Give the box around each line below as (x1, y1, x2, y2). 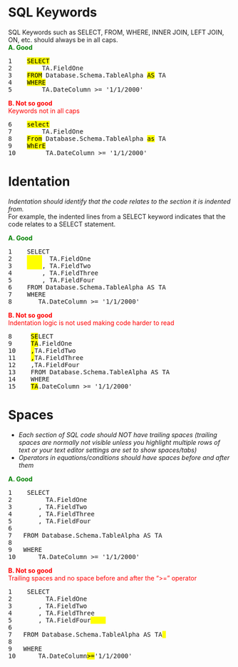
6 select (8, 120, 50, 129)
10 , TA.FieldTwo (8, 346, 76, 354)
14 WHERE (8, 375, 50, 383)
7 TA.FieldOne (8, 127, 84, 136)
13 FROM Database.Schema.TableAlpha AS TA (8, 368, 170, 376)
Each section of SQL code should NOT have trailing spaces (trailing (18, 430, 218, 439)
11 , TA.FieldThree (8, 353, 84, 361)
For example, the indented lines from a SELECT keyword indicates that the (8, 212, 226, 221)
